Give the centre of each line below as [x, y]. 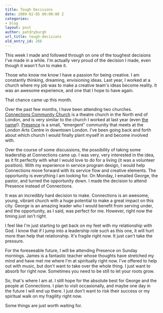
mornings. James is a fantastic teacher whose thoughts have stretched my [80, 256]
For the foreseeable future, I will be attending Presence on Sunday [71, 250]
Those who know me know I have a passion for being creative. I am [72, 75]
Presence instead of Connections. [39, 186]
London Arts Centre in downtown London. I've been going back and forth [78, 130]
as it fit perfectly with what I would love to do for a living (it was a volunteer [80, 160]
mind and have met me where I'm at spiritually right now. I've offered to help [81, 260]
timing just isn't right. [26, 216]
